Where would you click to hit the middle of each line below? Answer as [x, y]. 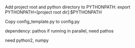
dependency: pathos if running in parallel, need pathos [60, 31]
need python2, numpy [27, 40]
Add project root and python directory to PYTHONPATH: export [68, 7]
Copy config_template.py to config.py [42, 22]
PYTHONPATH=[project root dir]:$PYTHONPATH [54, 12]
